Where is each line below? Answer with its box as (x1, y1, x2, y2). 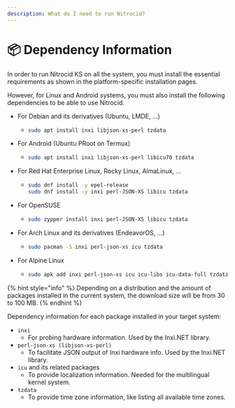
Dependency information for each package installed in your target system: (7, 312, 222, 320)
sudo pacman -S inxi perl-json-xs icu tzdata (27, 243, 163, 250)
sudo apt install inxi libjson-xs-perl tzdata (27, 127, 166, 134)
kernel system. (27, 378, 71, 386)
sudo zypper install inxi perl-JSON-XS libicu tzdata (27, 216, 188, 223)
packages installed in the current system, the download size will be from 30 (7, 291, 225, 299)
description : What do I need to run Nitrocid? (7, 10, 145, 18)
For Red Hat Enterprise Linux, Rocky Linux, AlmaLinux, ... (17, 167, 182, 175)
